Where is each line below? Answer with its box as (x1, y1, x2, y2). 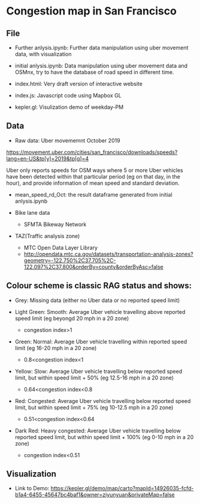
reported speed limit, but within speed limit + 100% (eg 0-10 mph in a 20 (14, 433, 194, 440)
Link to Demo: (14, 485, 50, 492)
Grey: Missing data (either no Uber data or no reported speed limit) (14, 297, 180, 304)
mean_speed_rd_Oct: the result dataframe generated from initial (14, 191, 172, 198)
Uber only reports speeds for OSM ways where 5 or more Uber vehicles (6, 167, 184, 174)
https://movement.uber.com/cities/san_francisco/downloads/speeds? (6, 149, 178, 156)
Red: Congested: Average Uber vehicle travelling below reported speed (14, 397, 191, 404)
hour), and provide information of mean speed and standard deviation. (6, 179, 180, 186)
